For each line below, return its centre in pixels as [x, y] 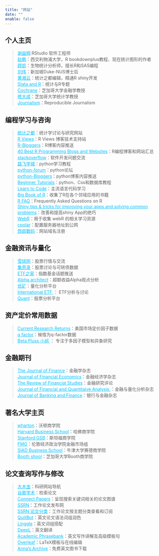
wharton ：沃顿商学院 [39, 426]
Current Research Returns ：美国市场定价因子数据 [68, 328]
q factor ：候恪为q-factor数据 [47, 334]
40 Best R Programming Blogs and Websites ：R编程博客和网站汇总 [85, 151]
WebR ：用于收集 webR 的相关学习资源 [56, 218]
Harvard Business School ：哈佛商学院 [56, 432]
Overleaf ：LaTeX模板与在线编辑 [50, 542]
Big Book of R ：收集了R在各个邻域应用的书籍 [63, 195]
